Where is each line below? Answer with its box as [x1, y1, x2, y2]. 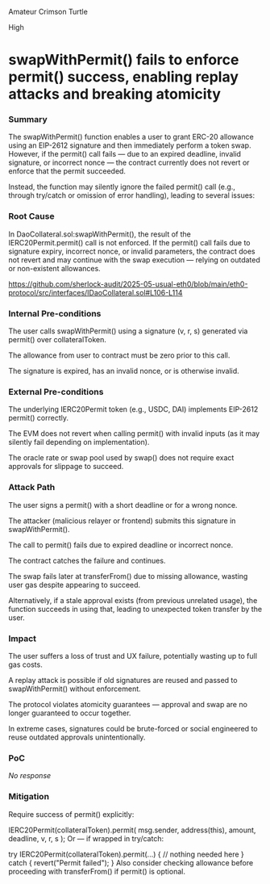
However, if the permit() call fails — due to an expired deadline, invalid [8, 149, 242, 159]
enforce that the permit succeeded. [8, 166, 127, 176]
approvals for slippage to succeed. [8, 462, 124, 471]
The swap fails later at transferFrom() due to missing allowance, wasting [8, 571, 248, 580]
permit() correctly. [8, 413, 69, 423]
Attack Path [8, 482, 56, 493]
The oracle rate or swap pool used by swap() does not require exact [8, 453, 235, 463]
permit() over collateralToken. [8, 335, 107, 345]
